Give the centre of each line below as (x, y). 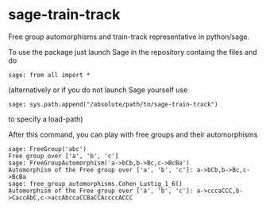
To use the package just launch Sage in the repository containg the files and (133, 52)
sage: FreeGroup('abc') (48, 149)
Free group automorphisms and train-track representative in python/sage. (129, 37)
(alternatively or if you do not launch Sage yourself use (98, 90)
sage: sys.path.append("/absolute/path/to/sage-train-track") (113, 104)
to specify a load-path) (46, 119)
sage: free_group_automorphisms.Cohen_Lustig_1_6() (95, 184)
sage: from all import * (49, 75)
